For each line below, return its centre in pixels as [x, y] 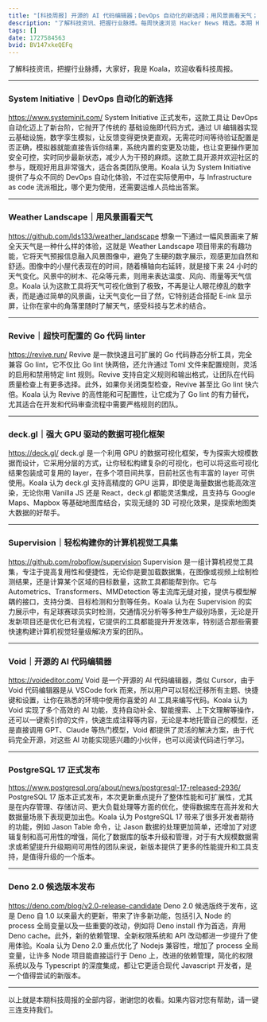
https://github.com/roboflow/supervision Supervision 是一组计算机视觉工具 [131, 562]
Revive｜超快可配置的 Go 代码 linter [77, 336]
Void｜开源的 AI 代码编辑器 [60, 661]
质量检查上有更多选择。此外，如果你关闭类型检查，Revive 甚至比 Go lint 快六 [133, 385]
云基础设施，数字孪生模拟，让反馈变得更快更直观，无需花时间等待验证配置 [130, 138]
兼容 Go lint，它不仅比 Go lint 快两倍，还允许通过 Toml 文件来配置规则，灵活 [133, 365]
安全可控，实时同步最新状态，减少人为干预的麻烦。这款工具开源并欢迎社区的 [133, 157]
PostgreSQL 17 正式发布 [54, 770]
